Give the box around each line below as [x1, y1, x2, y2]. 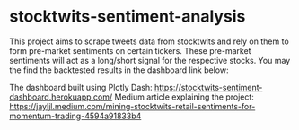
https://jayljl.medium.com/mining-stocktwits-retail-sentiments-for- [9, 100, 256, 111]
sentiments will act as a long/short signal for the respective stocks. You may [9, 55, 291, 65]
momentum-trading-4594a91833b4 [9, 110, 142, 121]
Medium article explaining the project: [114, 91, 254, 102]
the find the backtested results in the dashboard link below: [9, 65, 229, 75]
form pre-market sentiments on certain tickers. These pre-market [9, 45, 251, 56]
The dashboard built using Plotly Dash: [9, 82, 153, 92]
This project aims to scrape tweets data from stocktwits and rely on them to [9, 36, 289, 47]
